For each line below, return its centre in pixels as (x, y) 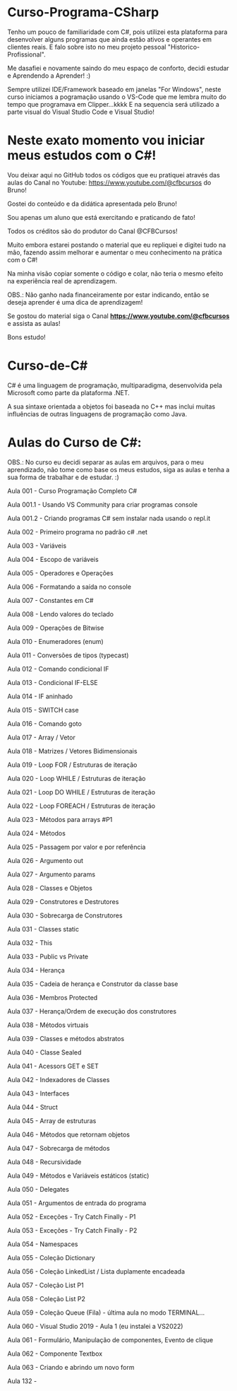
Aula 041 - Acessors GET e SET (53, 1066)
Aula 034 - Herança (36, 970)
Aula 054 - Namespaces (43, 1244)
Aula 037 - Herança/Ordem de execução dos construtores (92, 1011)
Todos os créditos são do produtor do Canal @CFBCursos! (92, 231)
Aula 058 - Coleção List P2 (47, 1298)
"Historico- (184, 47)
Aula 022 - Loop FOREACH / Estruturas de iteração (81, 806)
